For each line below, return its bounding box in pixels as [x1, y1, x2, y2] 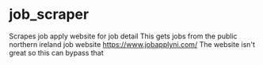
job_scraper [9, 5, 90, 23]
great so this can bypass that [9, 48, 104, 57]
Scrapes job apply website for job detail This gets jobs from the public [9, 31, 238, 41]
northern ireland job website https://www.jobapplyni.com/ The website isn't [9, 39, 256, 49]
